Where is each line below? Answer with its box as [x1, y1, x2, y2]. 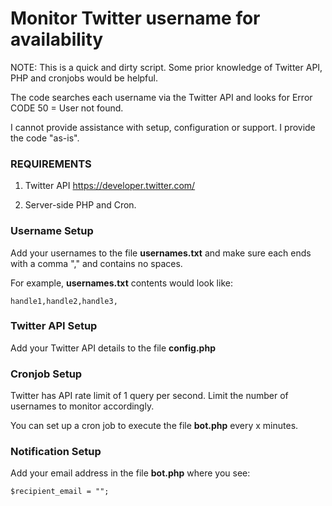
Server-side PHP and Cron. [24, 199, 137, 211]
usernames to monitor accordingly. [10, 400, 155, 412]
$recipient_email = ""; [10, 487, 110, 497]
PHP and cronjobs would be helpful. [10, 72, 158, 84]
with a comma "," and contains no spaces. [10, 257, 183, 269]
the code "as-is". [10, 132, 80, 144]
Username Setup [10, 224, 94, 238]
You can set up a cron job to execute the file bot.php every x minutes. [10, 420, 299, 432]
